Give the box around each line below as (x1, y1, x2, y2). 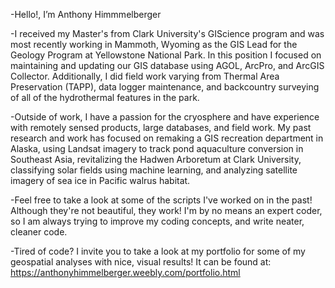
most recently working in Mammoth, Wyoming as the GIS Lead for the (10, 39, 298, 50)
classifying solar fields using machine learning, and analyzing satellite (10, 164, 298, 176)
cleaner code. (10, 226, 68, 238)
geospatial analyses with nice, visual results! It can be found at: (10, 256, 272, 268)
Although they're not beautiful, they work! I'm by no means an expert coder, (10, 205, 323, 216)
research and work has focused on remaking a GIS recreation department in (10, 132, 324, 144)
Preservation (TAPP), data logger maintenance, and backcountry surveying (10, 81, 320, 93)
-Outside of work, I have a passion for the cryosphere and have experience (10, 111, 320, 123)
